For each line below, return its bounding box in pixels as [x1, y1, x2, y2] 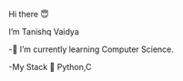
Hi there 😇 [8, 9, 49, 19]
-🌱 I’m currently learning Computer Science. [8, 44, 175, 55]
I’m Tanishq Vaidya [8, 26, 79, 36]
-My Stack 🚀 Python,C [8, 62, 92, 72]
